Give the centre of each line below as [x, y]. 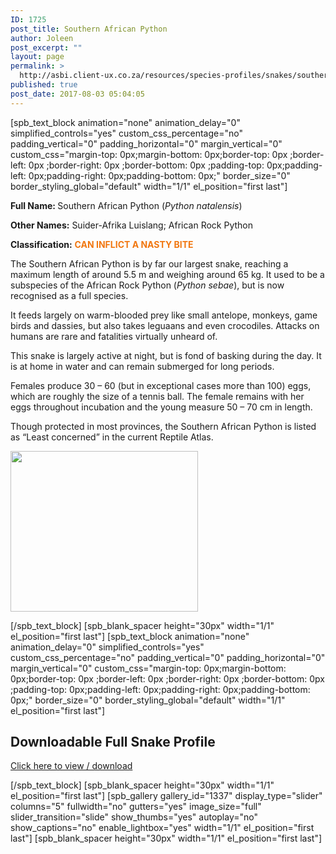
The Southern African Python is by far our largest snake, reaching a [149, 263]
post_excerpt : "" [46, 47]
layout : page [37, 57]
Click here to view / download [71, 766]
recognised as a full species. [69, 295]
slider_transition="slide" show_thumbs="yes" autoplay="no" [134, 817]
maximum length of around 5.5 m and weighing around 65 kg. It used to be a [167, 274]
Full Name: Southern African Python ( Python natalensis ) [126, 205]
